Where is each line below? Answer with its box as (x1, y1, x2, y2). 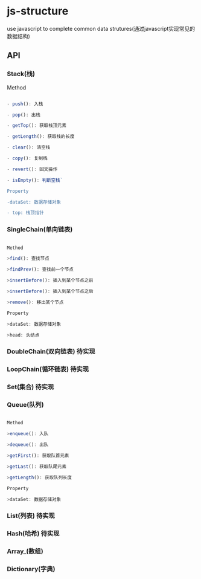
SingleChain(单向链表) (7, 225, 73, 234)
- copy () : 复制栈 (7, 155, 48, 161)
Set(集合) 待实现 (7, 383, 54, 391)
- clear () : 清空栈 (7, 144, 51, 150)
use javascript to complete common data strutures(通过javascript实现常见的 (7, 25, 196, 32)
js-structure (7, 4, 69, 18)
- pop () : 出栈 (7, 112, 41, 118)
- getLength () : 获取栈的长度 (7, 134, 75, 140)
